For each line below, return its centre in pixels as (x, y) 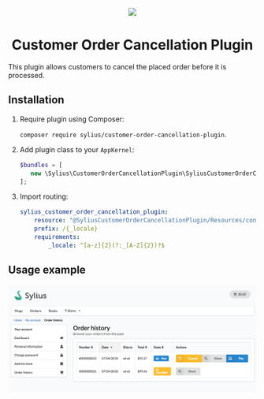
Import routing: (44, 196)
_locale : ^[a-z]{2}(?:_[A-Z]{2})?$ (107, 245)
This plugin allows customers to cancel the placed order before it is (117, 66)
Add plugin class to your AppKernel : (77, 149)
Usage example (47, 270)
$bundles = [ (41, 165)
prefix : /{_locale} (66, 229)
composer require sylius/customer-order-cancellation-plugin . (123, 134)
